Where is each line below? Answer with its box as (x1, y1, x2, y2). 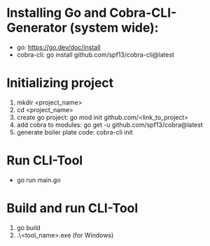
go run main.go (16, 175, 61, 184)
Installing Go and (6, 5, 107, 21)
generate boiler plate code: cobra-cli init (16, 128, 134, 136)
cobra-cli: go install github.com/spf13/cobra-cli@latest (16, 50, 174, 59)
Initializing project (6, 75, 114, 91)
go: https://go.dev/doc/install (16, 43, 101, 51)
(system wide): (69, 20, 159, 36)
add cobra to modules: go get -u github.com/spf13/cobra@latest (16, 121, 204, 129)
